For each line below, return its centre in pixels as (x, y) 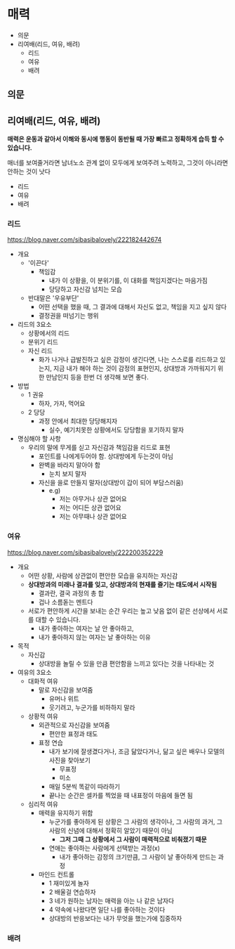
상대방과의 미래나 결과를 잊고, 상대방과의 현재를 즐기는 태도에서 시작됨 (122, 584)
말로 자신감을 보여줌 (66, 690)
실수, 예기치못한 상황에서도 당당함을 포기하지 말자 (116, 430)
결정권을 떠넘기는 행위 (69, 316)
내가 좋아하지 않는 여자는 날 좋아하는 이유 (94, 637)
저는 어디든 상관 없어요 (90, 508)
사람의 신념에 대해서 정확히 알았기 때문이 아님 (111, 830)
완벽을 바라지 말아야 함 (69, 465)
